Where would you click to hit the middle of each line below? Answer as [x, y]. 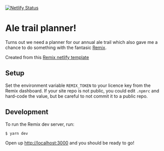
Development [27, 112]
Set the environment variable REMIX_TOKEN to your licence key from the [78, 85]
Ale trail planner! [41, 28]
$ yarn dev [17, 133]
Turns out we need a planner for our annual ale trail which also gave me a [81, 42]
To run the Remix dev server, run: [40, 124]
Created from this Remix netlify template [47, 57]
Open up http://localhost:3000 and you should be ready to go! [70, 143]
